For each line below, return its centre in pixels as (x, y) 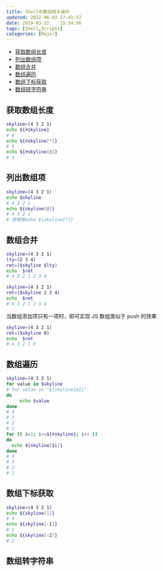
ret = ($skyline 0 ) (28, 333)
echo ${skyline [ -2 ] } (32, 536)
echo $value (34, 401)
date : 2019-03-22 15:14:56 (44, 23)
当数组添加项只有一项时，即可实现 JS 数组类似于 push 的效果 (81, 316)
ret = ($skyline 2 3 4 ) (33, 293)
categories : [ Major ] (32, 34)
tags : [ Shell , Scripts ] (34, 28)
